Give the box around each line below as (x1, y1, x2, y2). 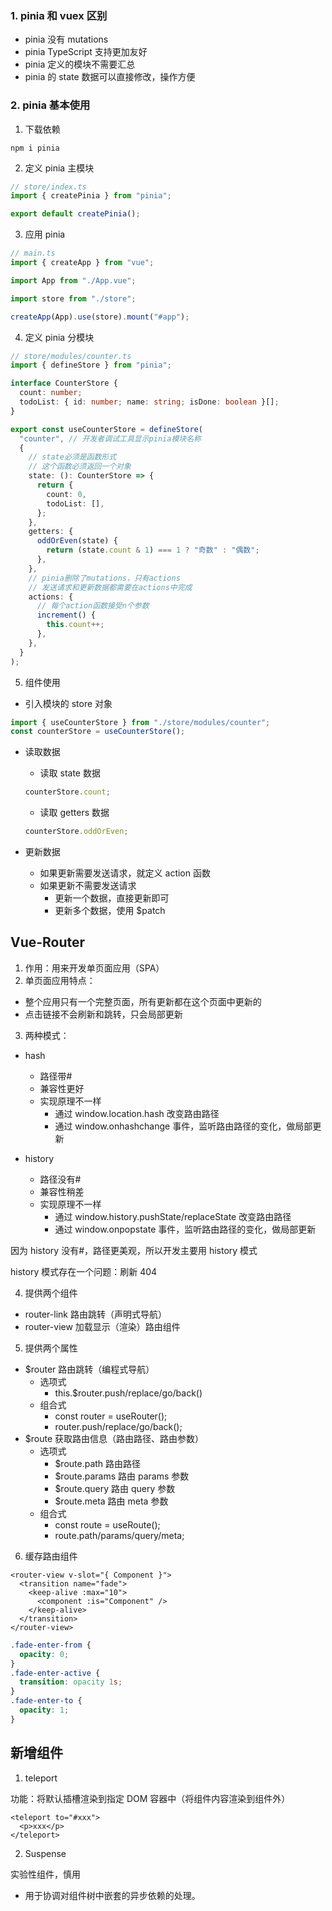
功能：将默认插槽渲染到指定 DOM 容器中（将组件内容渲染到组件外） (10, 1792, 291, 1804)
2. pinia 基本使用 (10, 98, 91, 112)
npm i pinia (10, 143, 60, 153)
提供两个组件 (24, 1287, 78, 1299)
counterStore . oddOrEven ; (24, 827, 129, 837)
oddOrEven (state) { (36, 536, 118, 546)
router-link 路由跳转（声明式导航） (24, 1308, 167, 1320)
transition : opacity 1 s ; (19, 1677, 123, 1687)
